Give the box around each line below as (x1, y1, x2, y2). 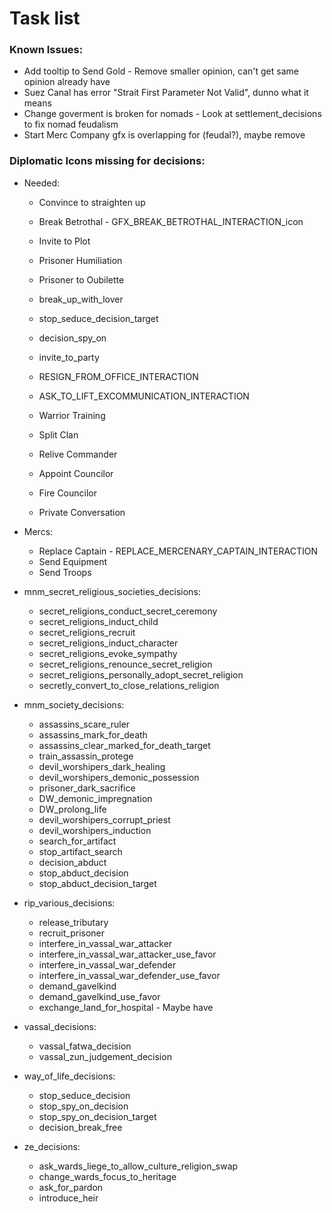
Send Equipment (38, 555, 108, 567)
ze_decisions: (23, 1140, 81, 1152)
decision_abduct (38, 856, 107, 868)
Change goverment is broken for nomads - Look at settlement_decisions (23, 108, 322, 120)
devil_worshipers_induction (38, 824, 152, 836)
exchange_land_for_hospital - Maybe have (38, 1001, 214, 1013)
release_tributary (38, 916, 109, 928)
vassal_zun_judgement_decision (38, 1050, 172, 1062)
